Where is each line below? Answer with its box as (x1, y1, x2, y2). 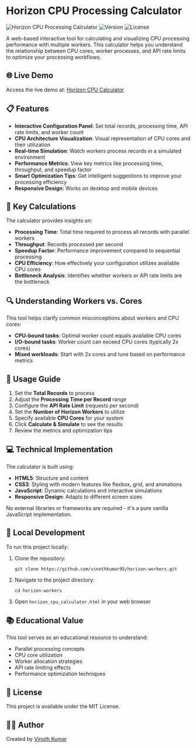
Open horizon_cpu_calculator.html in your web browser (14, 598, 151, 605)
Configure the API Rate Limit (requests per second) (14, 402, 139, 409)
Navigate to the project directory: (14, 576, 95, 583)
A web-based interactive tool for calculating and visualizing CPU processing (6, 35, 190, 42)
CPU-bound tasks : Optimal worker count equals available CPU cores (14, 332, 181, 339)
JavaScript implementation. (6, 511, 72, 518)
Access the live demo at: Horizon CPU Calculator (6, 86, 125, 93)
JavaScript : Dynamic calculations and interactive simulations (14, 487, 163, 494)
